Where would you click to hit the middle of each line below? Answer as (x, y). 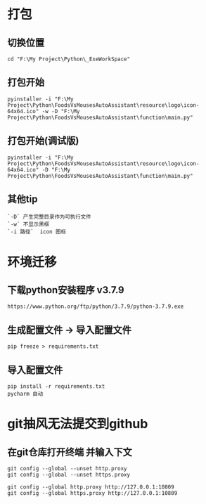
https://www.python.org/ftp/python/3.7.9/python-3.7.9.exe (96, 306)
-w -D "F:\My (61, 111)
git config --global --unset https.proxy (69, 475)
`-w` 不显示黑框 (28, 225)
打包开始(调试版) (43, 141)
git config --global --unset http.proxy (67, 469)
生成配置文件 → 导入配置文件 (69, 330)
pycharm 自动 (25, 394)
